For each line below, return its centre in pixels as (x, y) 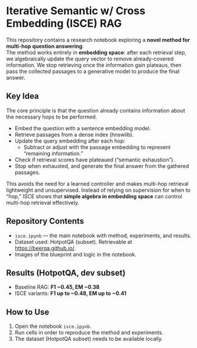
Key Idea (23, 96)
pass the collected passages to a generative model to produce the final (93, 71)
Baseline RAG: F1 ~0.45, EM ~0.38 (57, 287)
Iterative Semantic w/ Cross (76, 11)
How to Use (28, 312)
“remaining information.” (53, 153)
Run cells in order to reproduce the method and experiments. (89, 333)
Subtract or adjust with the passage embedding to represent (97, 147)
